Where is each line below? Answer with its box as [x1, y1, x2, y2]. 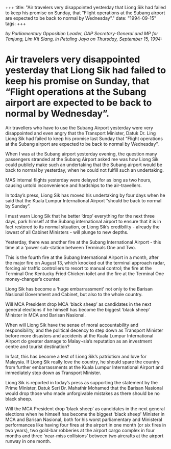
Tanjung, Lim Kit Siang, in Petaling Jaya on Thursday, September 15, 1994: [5, 36, 162, 42]
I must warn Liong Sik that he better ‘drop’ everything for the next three [5, 213, 155, 219]
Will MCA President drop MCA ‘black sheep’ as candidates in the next [5, 301, 152, 307]
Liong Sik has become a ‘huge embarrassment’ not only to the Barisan [5, 285, 153, 292]
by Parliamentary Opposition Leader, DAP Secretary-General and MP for [5, 31, 158, 36]
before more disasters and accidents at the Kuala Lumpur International [5, 332, 154, 338]
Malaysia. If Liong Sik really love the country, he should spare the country [5, 359, 160, 365]
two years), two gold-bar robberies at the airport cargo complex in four [5, 427, 155, 433]
